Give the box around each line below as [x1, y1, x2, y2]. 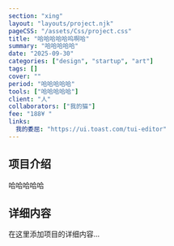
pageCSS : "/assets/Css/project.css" [8, 27, 132, 35]
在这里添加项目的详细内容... [8, 229, 100, 240]
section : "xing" [8, 11, 63, 20]
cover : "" [8, 72, 42, 80]
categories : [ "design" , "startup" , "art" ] [8, 58, 154, 66]
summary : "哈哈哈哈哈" [8, 42, 79, 50]
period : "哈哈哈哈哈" [8, 80, 75, 88]
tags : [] [8, 65, 38, 73]
